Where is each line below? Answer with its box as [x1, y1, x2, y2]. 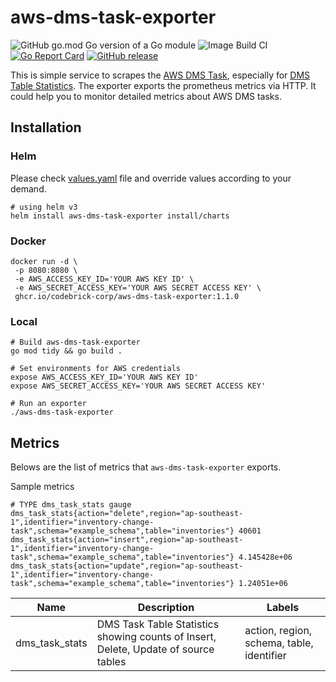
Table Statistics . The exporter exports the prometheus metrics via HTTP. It [10, 79, 317, 91]
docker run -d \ [10, 256, 78, 266]
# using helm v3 [10, 202, 78, 212]
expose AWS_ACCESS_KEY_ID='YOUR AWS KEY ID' [10, 372, 199, 383]
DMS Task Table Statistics [96, 617, 220, 631]
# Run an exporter [10, 399, 87, 409]
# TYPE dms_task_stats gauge [10, 500, 132, 510]
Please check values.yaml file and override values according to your [10, 172, 292, 184]
